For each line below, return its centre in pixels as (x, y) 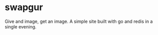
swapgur (24, 7)
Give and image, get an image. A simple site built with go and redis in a (79, 21)
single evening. (21, 26)
